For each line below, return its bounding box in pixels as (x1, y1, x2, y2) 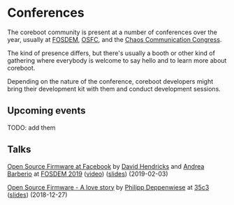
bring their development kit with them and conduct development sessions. (7, 84, 221, 93)
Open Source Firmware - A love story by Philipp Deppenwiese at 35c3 (7, 183, 210, 191)
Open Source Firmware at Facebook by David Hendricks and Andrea (7, 162, 205, 170)
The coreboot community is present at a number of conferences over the (7, 28, 218, 36)
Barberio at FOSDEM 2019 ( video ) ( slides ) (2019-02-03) (7, 169, 169, 178)
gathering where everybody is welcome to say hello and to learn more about (7, 56, 227, 64)
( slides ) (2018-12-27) (7, 190, 68, 199)
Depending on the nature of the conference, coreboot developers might (7, 77, 214, 85)
